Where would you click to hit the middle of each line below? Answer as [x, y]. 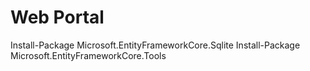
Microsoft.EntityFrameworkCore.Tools [88, 55]
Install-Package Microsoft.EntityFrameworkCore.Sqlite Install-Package [155, 45]
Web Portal [57, 17]
